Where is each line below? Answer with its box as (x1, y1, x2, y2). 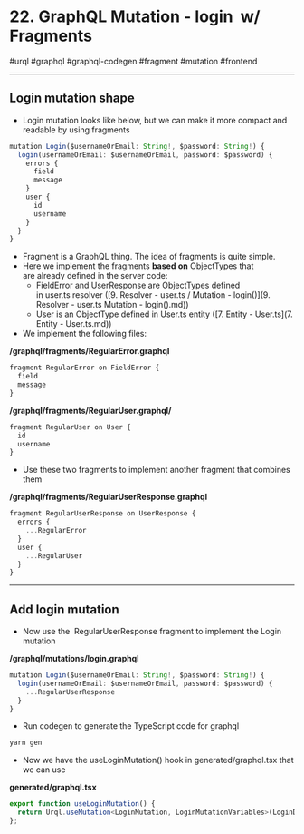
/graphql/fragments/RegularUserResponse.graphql (9, 492, 208, 503)
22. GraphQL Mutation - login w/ (9, 6, 261, 27)
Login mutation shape (9, 91, 136, 106)
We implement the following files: (22, 329, 147, 339)
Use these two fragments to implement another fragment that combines (22, 465, 291, 476)
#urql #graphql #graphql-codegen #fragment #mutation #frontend (9, 55, 258, 66)
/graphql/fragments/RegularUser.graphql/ (9, 405, 172, 416)
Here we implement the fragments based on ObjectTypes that (22, 260, 254, 271)
